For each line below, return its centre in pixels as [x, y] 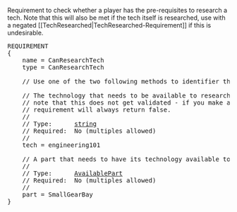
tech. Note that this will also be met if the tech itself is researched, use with [116, 18]
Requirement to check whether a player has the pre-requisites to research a [117, 10]
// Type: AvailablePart [73, 173]
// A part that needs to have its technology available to [126, 159]
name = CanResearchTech [63, 60]
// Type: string [60, 124]
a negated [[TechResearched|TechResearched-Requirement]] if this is [109, 25]
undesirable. [25, 33]
